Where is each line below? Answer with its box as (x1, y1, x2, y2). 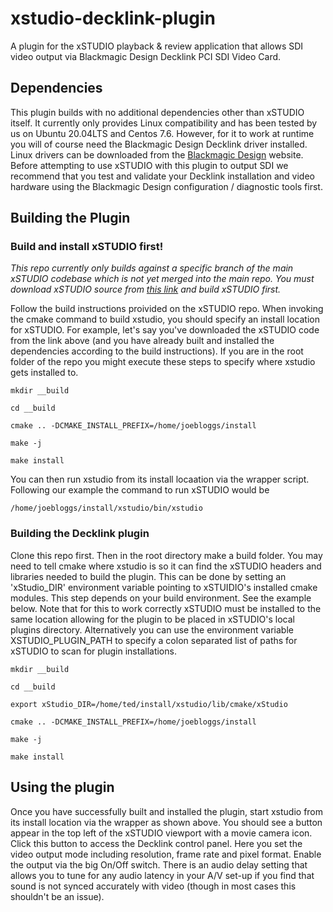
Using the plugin (10, 779, 115, 796)
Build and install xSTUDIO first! (10, 240, 164, 254)
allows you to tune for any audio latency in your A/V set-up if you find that (10, 869, 315, 881)
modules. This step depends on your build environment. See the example (10, 592, 312, 604)
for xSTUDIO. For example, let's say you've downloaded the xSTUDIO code (10, 324, 320, 336)
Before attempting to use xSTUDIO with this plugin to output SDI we (10, 159, 289, 171)
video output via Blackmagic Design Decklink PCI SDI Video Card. (10, 50, 282, 62)
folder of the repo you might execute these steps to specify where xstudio (10, 356, 316, 368)
